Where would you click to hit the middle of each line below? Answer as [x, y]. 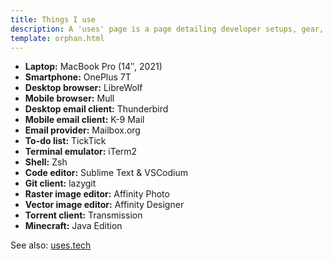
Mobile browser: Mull [69, 98]
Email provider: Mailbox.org [82, 130]
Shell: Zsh [46, 162]
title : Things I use [53, 19]
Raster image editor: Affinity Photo [97, 194]
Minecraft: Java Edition [73, 226]
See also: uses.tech [51, 245]
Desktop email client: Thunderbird [96, 109]
